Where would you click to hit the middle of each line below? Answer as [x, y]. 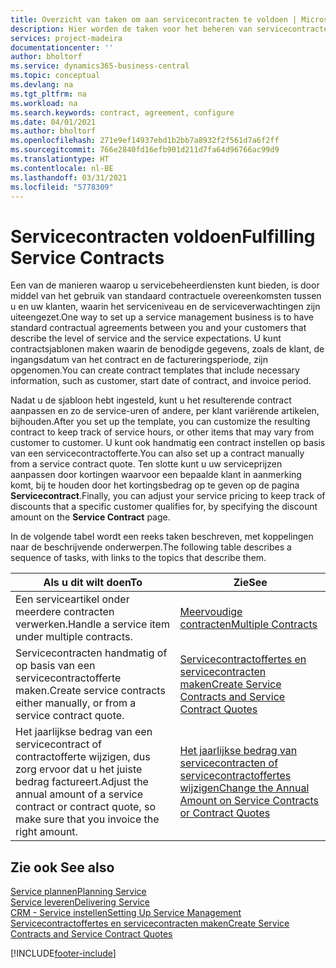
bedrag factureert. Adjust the [82, 782]
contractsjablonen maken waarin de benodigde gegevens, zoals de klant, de [167, 349]
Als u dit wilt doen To [93, 583]
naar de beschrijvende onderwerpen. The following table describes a [151, 547]
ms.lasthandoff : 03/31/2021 [69, 177]
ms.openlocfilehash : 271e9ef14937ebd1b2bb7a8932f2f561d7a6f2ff [145, 141]
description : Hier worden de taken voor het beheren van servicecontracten [171, 29]
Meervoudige [211, 612]
